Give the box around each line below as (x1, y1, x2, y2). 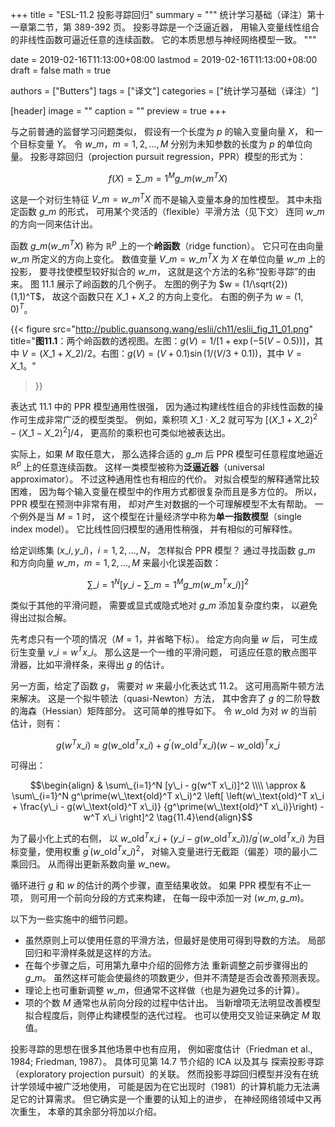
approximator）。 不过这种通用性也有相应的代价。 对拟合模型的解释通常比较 (10, 473, 320, 485)
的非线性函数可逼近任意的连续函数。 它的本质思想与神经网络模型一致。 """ (10, 34, 317, 45)
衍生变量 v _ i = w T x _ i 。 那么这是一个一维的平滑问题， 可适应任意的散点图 (10, 644, 309, 658)
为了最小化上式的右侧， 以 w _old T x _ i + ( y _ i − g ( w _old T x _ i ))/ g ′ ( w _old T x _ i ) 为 (10, 831, 317, 844)
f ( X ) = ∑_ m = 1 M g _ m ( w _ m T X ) (108, 171, 228, 184)
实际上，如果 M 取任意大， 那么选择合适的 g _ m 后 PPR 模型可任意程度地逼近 (10, 448, 324, 460)
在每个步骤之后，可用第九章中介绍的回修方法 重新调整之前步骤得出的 (24, 959, 308, 971)
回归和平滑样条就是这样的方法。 (24, 946, 157, 958)
